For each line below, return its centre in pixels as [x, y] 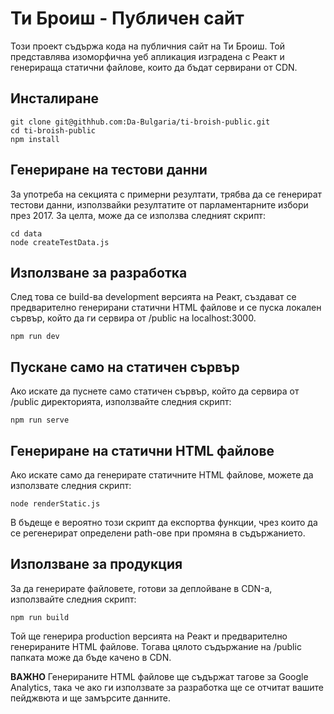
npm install [35, 139]
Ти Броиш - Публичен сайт [127, 18]
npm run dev [35, 337]
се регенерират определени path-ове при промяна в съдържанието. [158, 533]
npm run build [40, 617]
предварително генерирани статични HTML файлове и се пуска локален [166, 308]
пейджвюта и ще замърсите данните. [90, 698]
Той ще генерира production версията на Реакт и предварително [149, 636]
